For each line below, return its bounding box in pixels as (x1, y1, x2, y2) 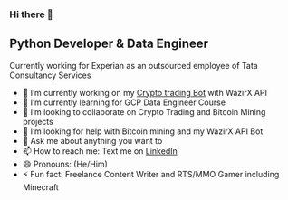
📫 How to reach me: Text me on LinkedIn (22, 145, 178, 157)
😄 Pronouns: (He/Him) (22, 158, 109, 169)
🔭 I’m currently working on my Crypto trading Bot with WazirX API (22, 87, 268, 98)
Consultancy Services (9, 70, 91, 81)
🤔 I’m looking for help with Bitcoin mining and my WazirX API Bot (22, 126, 264, 137)
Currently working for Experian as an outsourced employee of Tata (9, 60, 258, 71)
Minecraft (22, 181, 59, 193)
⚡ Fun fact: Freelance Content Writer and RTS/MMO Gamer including (22, 168, 280, 179)
